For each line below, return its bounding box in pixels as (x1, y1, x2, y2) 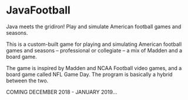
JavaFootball (6, 4, 70, 17)
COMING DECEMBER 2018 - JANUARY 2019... (6, 88, 117, 95)
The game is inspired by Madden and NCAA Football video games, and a (6, 64, 182, 71)
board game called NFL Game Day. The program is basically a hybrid (6, 71, 173, 78)
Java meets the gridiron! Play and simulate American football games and (6, 23, 182, 30)
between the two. (6, 77, 49, 84)
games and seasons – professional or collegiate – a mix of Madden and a (6, 46, 183, 54)
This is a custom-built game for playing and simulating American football (6, 41, 182, 48)
